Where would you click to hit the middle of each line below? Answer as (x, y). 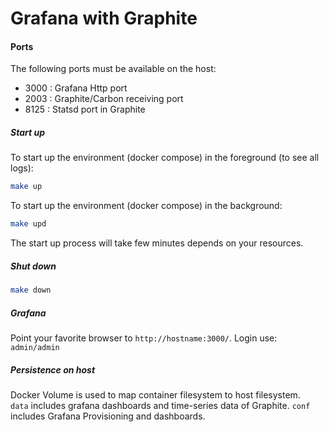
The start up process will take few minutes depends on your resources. (157, 243)
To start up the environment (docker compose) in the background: (146, 206)
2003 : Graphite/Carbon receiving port (104, 99)
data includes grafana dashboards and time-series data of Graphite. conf (160, 405)
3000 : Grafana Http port (76, 88)
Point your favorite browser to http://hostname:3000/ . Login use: (144, 338)
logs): (22, 168)
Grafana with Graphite (104, 18)
